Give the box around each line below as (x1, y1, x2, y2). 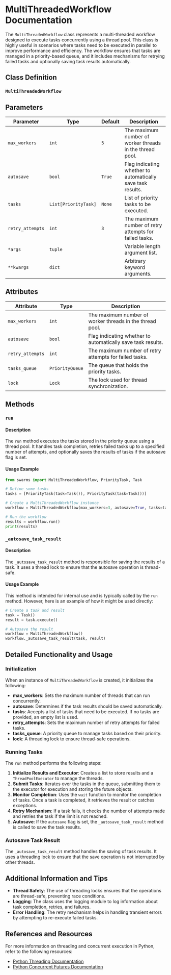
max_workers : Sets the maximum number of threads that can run (12, 692, 150, 698)
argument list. (124, 249, 157, 256)
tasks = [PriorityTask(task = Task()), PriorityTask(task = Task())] (5, 491, 147, 496)
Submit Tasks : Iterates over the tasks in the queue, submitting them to (12, 781, 161, 787)
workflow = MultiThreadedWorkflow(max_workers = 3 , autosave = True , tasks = (5, 505, 163, 511)
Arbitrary (124, 258, 146, 265)
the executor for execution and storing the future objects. (12, 786, 133, 792)
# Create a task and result (5, 608, 65, 613)
